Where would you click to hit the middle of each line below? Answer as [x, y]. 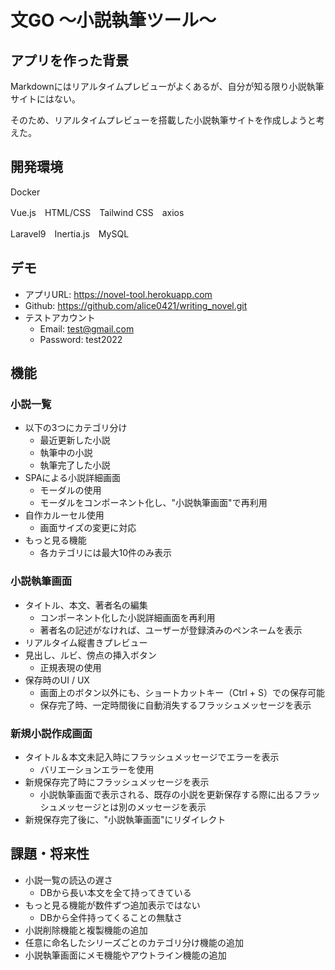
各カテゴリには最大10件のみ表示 [106, 553]
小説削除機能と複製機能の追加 [86, 930]
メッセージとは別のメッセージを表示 [132, 807]
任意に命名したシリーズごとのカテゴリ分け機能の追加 [134, 942]
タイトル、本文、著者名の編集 [86, 605]
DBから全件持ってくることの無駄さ [111, 917]
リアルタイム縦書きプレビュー [86, 642]
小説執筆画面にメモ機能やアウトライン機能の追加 [125, 955]
